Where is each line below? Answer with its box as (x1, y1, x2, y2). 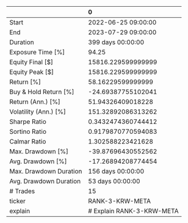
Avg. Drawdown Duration (9, 177, 81, 185)
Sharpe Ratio (9, 117, 47, 126)
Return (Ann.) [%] (9, 98, 61, 106)
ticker (9, 197, 26, 205)
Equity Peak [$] (9, 68, 54, 76)
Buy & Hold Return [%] (9, 88, 74, 96)
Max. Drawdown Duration (9, 167, 82, 175)
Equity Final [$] (9, 58, 54, 66)
